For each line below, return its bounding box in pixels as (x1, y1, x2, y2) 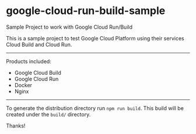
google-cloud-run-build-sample (6, 4, 166, 18)
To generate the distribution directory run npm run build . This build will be (6, 104, 184, 112)
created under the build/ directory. (6, 111, 91, 118)
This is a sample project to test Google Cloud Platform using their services (6, 35, 185, 42)
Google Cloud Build (14, 69, 61, 76)
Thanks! (6, 122, 26, 129)
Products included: (6, 57, 51, 65)
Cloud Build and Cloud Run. (6, 41, 72, 48)
